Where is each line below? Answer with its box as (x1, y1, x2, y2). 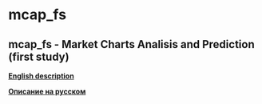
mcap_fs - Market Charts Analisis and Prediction (8, 38, 255, 51)
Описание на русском (8, 86, 86, 96)
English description (8, 71, 74, 81)
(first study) (8, 50, 69, 63)
